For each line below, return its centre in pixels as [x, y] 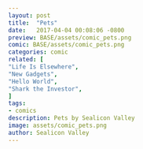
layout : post [29, 15]
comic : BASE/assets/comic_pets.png [66, 45]
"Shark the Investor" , [45, 89]
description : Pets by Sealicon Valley [71, 118]
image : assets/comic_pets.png [58, 125]
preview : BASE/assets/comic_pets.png [70, 37]
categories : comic [38, 52]
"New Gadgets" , [33, 74]
